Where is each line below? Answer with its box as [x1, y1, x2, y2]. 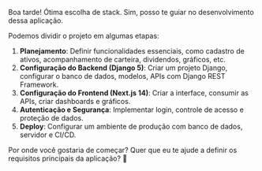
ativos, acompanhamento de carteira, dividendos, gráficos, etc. [19, 55, 226, 64]
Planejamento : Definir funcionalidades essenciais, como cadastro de [19, 46, 245, 55]
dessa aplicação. [8, 16, 63, 25]
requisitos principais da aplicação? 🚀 [8, 154, 128, 163]
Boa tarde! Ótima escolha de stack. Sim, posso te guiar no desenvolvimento [8, 8, 254, 17]
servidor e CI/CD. [19, 130, 77, 139]
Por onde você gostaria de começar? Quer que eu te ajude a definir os [8, 146, 238, 154]
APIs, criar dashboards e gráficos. [19, 97, 131, 106]
